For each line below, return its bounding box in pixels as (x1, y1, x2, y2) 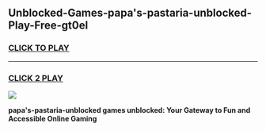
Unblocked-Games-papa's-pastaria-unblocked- (8, 6, 252, 20)
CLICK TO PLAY (8, 43, 70, 54)
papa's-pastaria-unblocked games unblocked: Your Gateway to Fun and (8, 105, 251, 114)
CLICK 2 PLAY (8, 72, 63, 83)
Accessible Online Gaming (8, 114, 97, 123)
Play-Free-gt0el (8, 19, 89, 33)
